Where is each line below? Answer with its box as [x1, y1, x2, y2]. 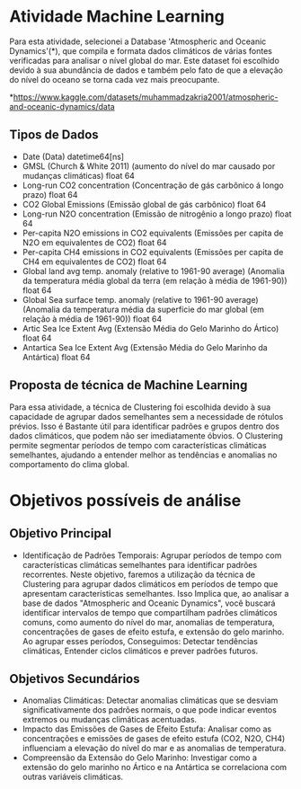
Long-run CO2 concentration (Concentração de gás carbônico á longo [22, 180, 285, 191]
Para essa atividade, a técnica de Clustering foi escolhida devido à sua [9, 402, 271, 412]
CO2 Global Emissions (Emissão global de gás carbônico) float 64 [22, 199, 267, 209]
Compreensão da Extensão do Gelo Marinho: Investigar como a [22, 752, 258, 763]
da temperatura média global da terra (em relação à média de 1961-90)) [22, 275, 288, 286]
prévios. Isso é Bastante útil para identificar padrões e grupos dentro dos [9, 421, 280, 431]
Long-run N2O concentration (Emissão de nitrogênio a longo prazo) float [22, 208, 292, 219]
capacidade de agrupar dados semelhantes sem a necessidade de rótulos [9, 411, 284, 421]
